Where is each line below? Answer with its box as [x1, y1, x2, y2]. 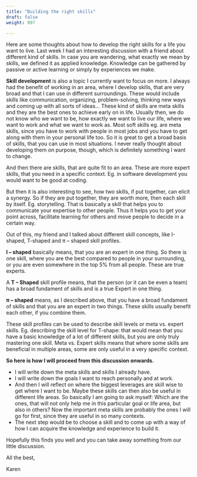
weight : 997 [6, 19, 35, 25]
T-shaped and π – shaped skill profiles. [26, 237, 121, 244]
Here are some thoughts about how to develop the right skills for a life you [6, 41, 186, 48]
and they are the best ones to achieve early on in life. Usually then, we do [6, 109, 184, 116]
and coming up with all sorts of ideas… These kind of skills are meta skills [6, 103, 185, 110]
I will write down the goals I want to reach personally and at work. [14, 375, 174, 382]
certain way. [6, 220, 36, 227]
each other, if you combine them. [6, 309, 86, 316]
